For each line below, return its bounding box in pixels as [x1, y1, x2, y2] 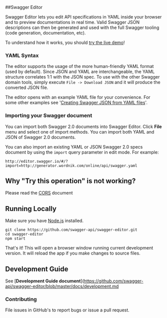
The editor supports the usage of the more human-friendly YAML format [5, 63, 154, 69]
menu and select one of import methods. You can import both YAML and [5, 128, 154, 134]
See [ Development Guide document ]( [5, 278, 84, 284]
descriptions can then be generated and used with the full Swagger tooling [5, 24, 159, 30]
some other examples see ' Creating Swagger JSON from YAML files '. [5, 99, 147, 105]
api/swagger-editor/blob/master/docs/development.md [5, 283, 119, 289]
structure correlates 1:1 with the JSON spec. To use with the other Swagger [5, 74, 160, 80]
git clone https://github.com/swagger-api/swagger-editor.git [5, 227, 137, 232]
